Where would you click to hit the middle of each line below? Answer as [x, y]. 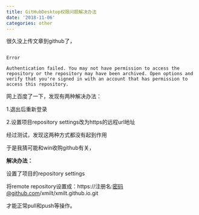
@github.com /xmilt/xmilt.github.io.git [52, 193]
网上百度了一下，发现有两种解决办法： [54, 96]
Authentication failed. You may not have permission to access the [93, 68]
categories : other [29, 23]
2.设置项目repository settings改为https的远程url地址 [71, 122]
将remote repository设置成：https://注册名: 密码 [65, 187]
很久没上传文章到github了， [41, 41]
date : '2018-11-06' [31, 18]
